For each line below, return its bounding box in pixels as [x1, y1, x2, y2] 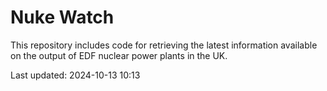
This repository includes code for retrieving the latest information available [10, 39, 318, 51]
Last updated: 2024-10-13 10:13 [10, 69, 141, 81]
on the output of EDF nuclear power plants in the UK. [10, 49, 228, 61]
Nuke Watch [10, 6, 115, 29]
